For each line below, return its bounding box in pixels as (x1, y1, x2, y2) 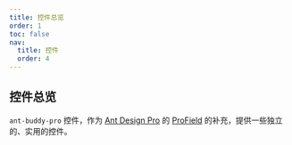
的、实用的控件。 (9, 125, 72, 136)
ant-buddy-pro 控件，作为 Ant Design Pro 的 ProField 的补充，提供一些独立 (9, 115, 283, 125)
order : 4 (17, 54, 50, 63)
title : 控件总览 (9, 12, 64, 22)
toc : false (9, 29, 50, 38)
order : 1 (9, 21, 42, 30)
